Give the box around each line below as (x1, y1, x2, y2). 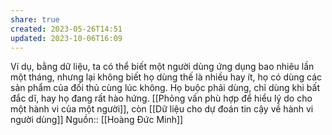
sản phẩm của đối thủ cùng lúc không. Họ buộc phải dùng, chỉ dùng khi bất (10, 82, 321, 94)
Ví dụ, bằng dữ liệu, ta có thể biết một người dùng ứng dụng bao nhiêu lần (10, 61, 315, 73)
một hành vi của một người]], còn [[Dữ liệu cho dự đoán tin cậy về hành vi (10, 103, 314, 115)
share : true (10, 14, 60, 25)
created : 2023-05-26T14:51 (10, 24, 123, 34)
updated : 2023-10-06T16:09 (10, 33, 123, 43)
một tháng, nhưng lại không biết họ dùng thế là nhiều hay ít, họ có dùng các (10, 71, 323, 83)
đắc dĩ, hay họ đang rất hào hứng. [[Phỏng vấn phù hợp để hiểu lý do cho (10, 92, 313, 105)
